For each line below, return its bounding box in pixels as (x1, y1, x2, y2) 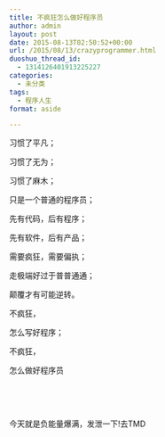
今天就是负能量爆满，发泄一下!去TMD (9, 418, 146, 429)
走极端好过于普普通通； (9, 270, 95, 281)
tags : (9, 87, 29, 96)
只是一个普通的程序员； (9, 194, 95, 205)
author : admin (9, 21, 62, 30)
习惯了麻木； (9, 176, 56, 186)
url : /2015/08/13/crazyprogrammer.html (9, 46, 157, 55)
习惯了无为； (9, 157, 56, 168)
